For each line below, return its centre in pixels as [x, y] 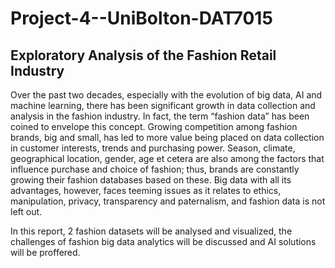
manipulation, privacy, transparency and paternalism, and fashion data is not [168, 201]
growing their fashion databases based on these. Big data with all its [151, 180]
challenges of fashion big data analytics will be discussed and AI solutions [163, 241]
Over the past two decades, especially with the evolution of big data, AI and [166, 95]
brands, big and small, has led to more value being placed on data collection [167, 137]
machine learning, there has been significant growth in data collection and [163, 105]
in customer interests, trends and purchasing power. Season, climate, [153, 148]
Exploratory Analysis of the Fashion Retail [143, 55]
